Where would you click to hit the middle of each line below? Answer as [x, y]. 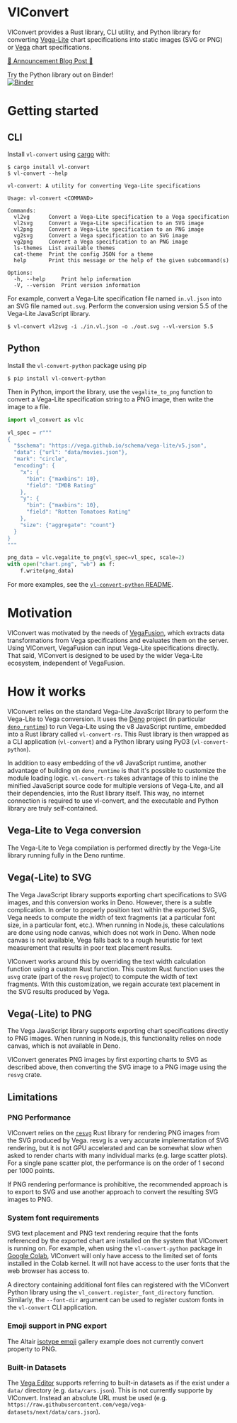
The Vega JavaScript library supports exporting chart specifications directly [118, 1031]
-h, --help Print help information [73, 279]
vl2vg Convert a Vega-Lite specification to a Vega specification [122, 217]
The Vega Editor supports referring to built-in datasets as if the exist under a [118, 1383]
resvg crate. [25, 1075]
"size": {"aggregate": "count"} [68, 525]
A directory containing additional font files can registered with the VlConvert [118, 1285]
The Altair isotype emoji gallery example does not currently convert [105, 1341]
